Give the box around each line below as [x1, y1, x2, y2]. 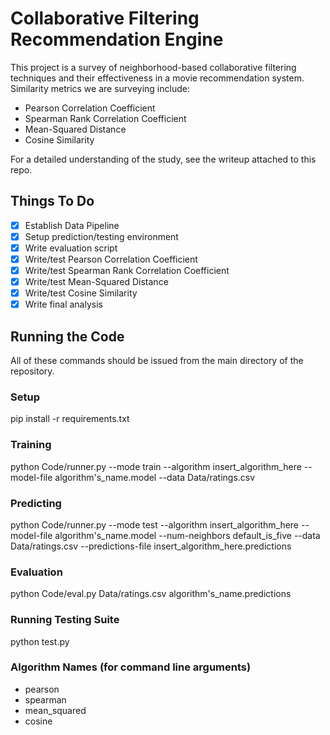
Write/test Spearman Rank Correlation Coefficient [24, 265, 230, 276]
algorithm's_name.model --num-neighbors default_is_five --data [54, 529, 321, 541]
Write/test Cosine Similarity [24, 287, 138, 299]
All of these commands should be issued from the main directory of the [10, 355, 304, 367]
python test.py [10, 635, 70, 647]
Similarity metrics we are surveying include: [10, 82, 190, 94]
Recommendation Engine [10, 28, 224, 51]
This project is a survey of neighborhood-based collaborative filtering [10, 61, 297, 73]
